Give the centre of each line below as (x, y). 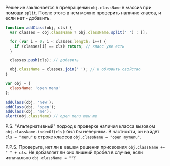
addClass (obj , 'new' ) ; (29, 102)
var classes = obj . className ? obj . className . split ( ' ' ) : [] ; (79, 32)
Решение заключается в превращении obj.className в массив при (78, 7)
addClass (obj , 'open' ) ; (31, 107)
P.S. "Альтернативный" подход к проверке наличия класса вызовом (80, 126)
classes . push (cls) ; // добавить (45, 60)
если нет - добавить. (28, 18)
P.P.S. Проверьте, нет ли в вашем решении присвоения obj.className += (85, 147)
